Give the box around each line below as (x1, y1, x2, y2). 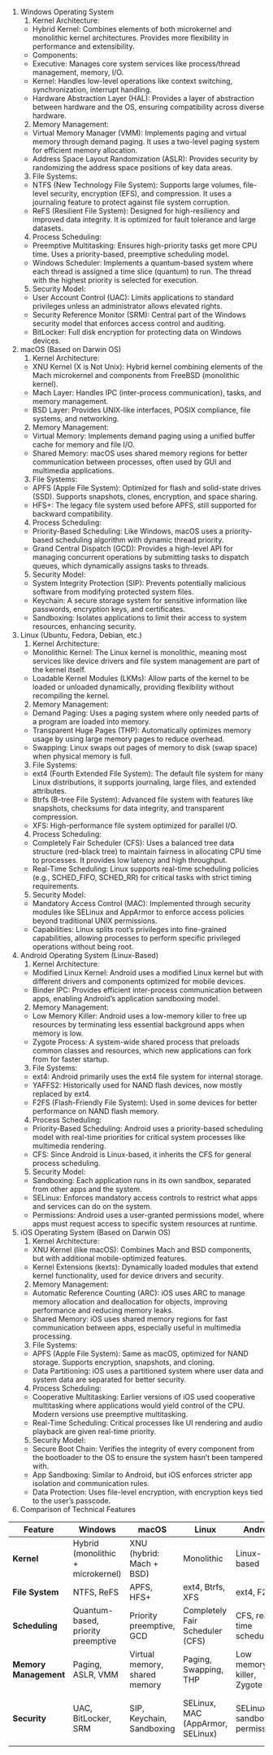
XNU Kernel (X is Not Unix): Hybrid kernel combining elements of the (32, 362, 263, 372)
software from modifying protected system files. (32, 587, 194, 596)
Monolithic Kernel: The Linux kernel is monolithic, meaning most (32, 648, 247, 657)
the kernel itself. (32, 665, 87, 675)
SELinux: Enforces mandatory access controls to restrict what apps (32, 1193, 258, 1203)
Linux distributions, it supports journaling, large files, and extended (32, 777, 257, 787)
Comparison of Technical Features (19, 1505, 136, 1514)
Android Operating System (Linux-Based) (19, 951, 158, 960)
